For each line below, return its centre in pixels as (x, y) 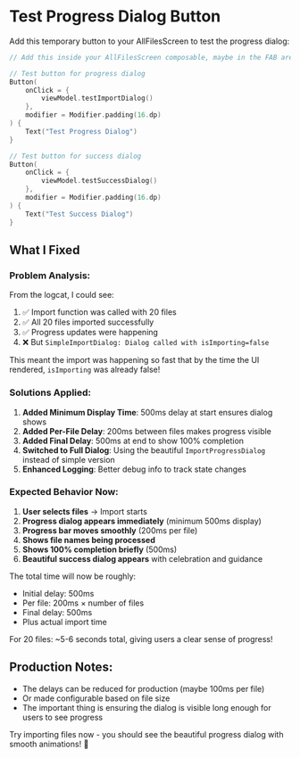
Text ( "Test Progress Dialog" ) (82, 131)
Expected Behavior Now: (64, 492)
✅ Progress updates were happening (90, 333)
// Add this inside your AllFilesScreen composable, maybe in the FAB (143, 57)
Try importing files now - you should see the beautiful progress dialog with (146, 734)
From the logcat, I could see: (62, 295)
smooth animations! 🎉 (49, 744)
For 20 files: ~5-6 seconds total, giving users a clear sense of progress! (141, 639)
